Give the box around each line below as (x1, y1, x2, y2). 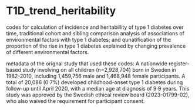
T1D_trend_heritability (6, 4, 116, 18)
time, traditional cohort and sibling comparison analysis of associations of (6, 29, 185, 36)
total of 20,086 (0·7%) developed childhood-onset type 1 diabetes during (6, 78, 183, 86)
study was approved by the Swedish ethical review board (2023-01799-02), (6, 91, 190, 98)
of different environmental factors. (6, 48, 89, 55)
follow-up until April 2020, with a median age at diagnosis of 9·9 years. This (6, 85, 190, 92)
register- (168, 60, 190, 67)
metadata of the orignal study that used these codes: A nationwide (6, 60, 167, 67)
